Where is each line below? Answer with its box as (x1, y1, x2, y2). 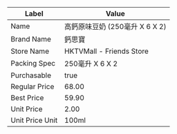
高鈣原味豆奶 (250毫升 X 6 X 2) (64, 22, 167, 31)
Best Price (10, 93, 44, 102)
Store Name (10, 46, 50, 56)
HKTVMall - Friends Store (64, 46, 149, 56)
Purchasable (10, 70, 52, 80)
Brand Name (10, 35, 52, 44)
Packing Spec (10, 59, 56, 68)
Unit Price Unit (10, 115, 58, 125)
